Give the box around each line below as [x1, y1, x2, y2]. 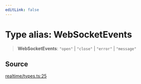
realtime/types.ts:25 [5, 73, 47, 79]
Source [5, 59, 29, 68]
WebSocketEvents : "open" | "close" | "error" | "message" [17, 45, 136, 51]
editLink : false [5, 7, 39, 12]
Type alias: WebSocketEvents [5, 28, 132, 40]
